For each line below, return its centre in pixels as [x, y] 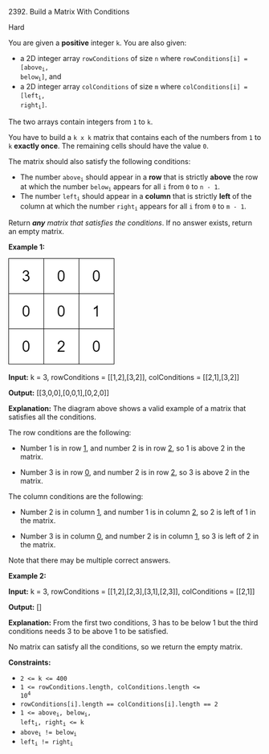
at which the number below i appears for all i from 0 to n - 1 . [120, 187]
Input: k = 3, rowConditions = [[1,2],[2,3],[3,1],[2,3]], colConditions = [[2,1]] [132, 591]
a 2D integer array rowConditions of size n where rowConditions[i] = [134, 58]
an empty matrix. [36, 231]
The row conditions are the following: [70, 433]
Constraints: [30, 662]
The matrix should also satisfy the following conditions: [100, 161]
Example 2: [27, 576]
